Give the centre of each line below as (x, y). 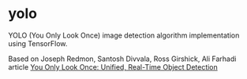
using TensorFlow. (38, 43)
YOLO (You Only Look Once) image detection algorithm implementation (124, 35)
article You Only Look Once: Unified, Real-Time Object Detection (113, 66)
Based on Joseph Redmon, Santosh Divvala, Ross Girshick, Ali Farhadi (122, 59)
